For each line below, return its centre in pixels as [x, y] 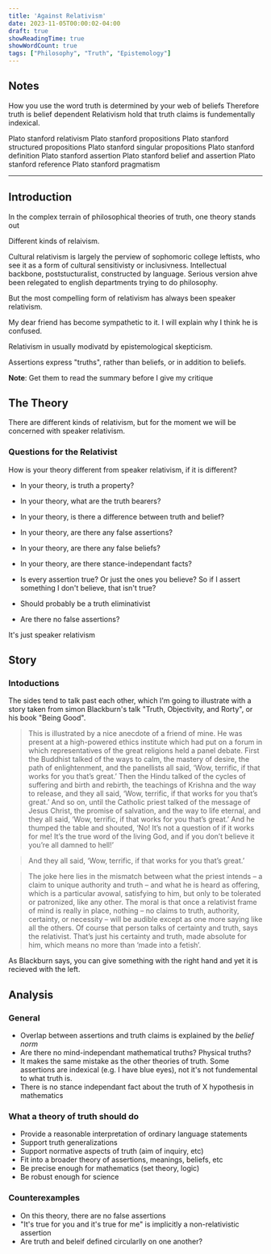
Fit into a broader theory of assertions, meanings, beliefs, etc [121, 1159]
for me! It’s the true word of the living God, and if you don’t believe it [141, 836]
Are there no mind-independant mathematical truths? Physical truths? [135, 1053]
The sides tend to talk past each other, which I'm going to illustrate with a [130, 701]
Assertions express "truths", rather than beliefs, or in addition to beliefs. [127, 362]
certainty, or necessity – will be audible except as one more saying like [145, 919]
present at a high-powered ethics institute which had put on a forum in [145, 742]
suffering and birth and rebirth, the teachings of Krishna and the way [142, 785]
